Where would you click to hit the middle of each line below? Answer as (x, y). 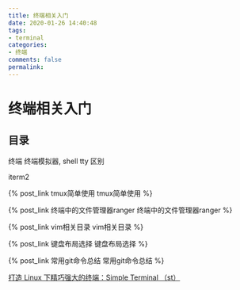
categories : (28, 45)
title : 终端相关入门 (38, 15)
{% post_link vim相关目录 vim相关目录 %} (76, 227)
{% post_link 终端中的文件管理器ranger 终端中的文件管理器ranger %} (120, 210)
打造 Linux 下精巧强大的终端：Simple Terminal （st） (94, 277)
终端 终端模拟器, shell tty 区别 (56, 161)
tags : (17, 30)
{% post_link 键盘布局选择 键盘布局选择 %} (78, 243)
